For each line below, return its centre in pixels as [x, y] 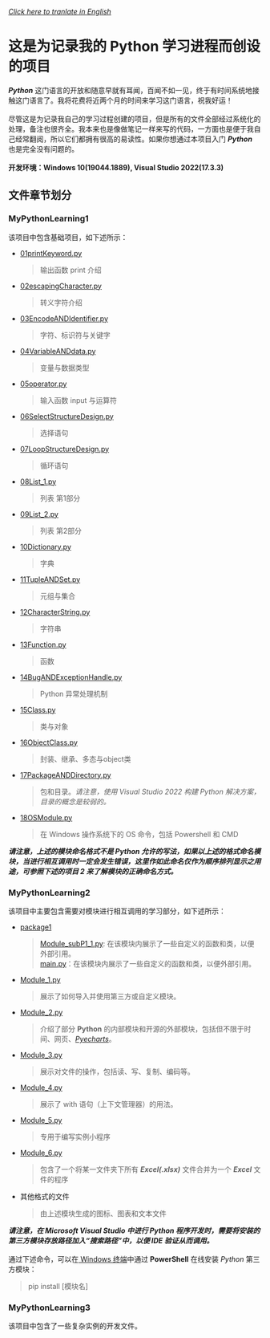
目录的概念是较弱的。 [75, 801]
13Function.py [43, 645]
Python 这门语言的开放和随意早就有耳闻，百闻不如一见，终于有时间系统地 [130, 90]
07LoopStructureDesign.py [64, 449]
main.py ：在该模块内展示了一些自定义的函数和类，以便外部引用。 [148, 963]
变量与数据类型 [64, 368]
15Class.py [38, 710]
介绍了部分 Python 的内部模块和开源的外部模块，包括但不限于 [142, 1029]
